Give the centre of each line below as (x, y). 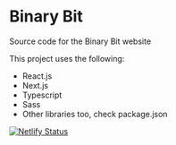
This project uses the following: (67, 58)
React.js (37, 76)
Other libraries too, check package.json (95, 114)
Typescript (42, 95)
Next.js (35, 85)
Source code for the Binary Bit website (80, 41)
